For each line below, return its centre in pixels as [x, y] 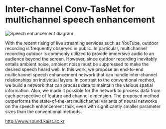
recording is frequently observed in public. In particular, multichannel [76, 48]
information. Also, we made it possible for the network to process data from [83, 90]
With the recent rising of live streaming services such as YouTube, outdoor [82, 43]
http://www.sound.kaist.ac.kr [35, 121]
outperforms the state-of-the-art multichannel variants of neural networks [81, 101]
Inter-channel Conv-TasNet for [70, 9]
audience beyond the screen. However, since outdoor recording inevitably [81, 59]
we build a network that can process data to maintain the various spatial [79, 85]
